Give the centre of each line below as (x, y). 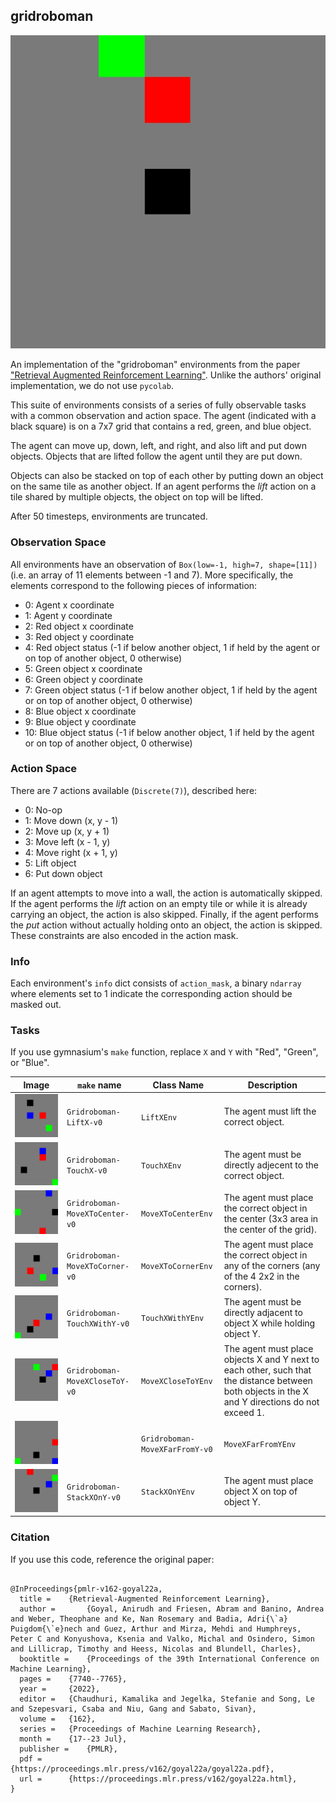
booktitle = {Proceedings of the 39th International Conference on (169, 1659)
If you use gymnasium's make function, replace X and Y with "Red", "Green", (164, 1052)
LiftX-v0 (84, 1123)
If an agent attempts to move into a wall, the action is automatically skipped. (166, 893)
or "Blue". (30, 1063)
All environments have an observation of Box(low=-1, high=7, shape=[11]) (164, 564)
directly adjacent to (263, 1312)
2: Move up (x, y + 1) (67, 831)
